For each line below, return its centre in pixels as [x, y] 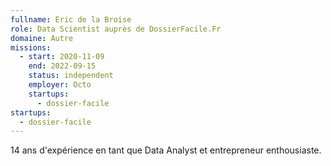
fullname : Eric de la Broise [71, 19]
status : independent [71, 76]
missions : [31, 47]
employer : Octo [60, 85]
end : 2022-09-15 [62, 66]
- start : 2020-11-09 [62, 57]
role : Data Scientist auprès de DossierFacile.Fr [116, 29]
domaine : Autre [42, 38]
